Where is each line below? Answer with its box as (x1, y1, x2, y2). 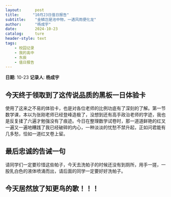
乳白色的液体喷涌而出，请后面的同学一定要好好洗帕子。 (9, 168, 126, 174)
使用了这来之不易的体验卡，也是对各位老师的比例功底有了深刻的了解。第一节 (5, 105, 166, 111)
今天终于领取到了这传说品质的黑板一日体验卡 (5, 90, 146, 100)
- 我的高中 (14, 50, 35, 55)
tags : (5, 41, 17, 46)
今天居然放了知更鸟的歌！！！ (5, 184, 99, 193)
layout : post (5, 7, 44, 13)
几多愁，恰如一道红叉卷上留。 (5, 131, 68, 137)
